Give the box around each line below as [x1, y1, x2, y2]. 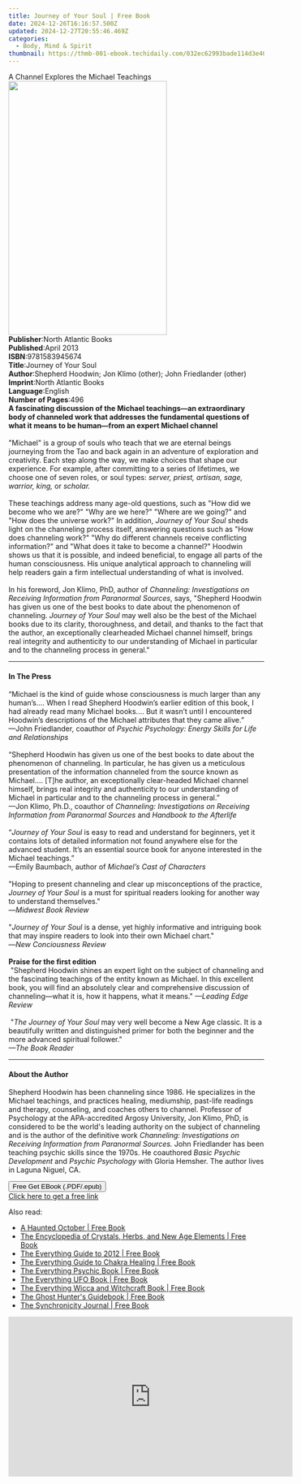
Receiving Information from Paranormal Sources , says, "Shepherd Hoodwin [8, 594, 262, 603]
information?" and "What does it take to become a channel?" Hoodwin [8, 542, 243, 551]
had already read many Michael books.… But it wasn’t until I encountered [8, 707, 252, 716]
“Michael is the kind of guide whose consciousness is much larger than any [8, 690, 261, 699]
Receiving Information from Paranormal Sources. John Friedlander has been [8, 1139, 264, 1149]
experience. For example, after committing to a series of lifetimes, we [8, 464, 240, 474]
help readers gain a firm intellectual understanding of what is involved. [8, 568, 244, 577]
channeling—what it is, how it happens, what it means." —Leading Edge [8, 992, 249, 1002]
